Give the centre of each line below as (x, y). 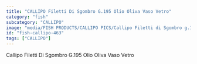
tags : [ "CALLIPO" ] (28, 38)
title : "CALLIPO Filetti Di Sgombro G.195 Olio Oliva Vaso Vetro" (89, 11)
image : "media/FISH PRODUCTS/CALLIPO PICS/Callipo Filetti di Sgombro (94, 28)
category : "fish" (27, 17)
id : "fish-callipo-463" (35, 33)
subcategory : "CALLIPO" (35, 22)
